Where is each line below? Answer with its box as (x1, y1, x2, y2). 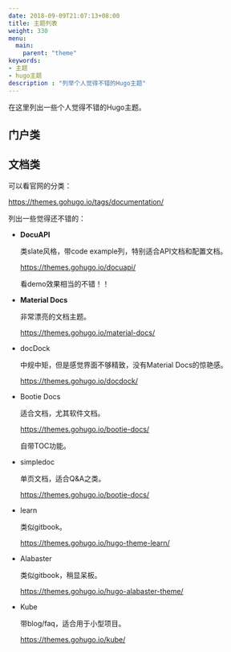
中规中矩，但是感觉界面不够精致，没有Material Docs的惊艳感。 (19, 360, 228, 369)
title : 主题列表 (8, 19, 58, 27)
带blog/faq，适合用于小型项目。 (19, 618, 126, 628)
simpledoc (19, 456, 55, 467)
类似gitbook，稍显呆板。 (19, 570, 102, 580)
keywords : (8, 57, 42, 65)
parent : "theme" (22, 49, 78, 57)
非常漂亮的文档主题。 (19, 312, 91, 321)
